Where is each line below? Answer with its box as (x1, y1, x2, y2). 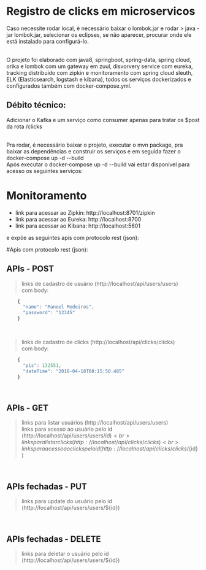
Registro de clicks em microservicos (6, 4, 196, 18)
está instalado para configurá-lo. (6, 37, 89, 45)
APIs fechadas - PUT (6, 481, 87, 491)
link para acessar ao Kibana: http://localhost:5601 (15, 222, 141, 229)
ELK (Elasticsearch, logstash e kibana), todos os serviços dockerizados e (6, 75, 191, 83)
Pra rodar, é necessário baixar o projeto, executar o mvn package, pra (6, 141, 183, 148)
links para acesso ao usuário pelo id (21, 425, 113, 433)
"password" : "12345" (22, 310, 75, 316)
